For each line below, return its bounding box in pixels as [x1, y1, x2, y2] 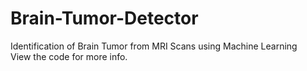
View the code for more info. [10, 50, 128, 62]
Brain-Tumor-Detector [10, 7, 199, 30]
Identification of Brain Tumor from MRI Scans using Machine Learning [10, 40, 298, 52]
